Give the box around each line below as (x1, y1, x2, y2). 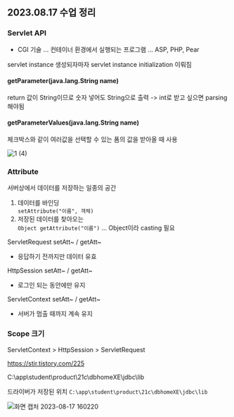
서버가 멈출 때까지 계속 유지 (17, 309, 93, 318)
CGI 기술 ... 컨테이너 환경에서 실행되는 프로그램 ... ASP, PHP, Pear (17, 45, 200, 54)
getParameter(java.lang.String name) (7, 77, 119, 85)
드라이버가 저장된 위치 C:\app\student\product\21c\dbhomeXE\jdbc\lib (7, 387, 208, 396)
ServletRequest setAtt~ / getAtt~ (7, 238, 102, 247)
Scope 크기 (7, 329, 45, 339)
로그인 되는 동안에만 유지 (17, 281, 86, 290)
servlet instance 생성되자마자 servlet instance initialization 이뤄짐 (7, 60, 192, 68)
